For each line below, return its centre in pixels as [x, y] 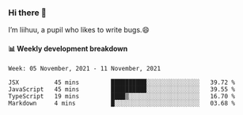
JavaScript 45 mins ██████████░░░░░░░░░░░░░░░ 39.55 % [122, 89]
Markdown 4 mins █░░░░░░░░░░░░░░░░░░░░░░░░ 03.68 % [122, 103]
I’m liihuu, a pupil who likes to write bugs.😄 [79, 30]
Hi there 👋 [28, 13]
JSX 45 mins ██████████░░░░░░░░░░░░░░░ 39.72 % [122, 82]
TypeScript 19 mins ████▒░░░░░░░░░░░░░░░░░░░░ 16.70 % [122, 96]
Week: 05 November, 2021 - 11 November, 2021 [84, 68]
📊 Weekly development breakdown [68, 48]
